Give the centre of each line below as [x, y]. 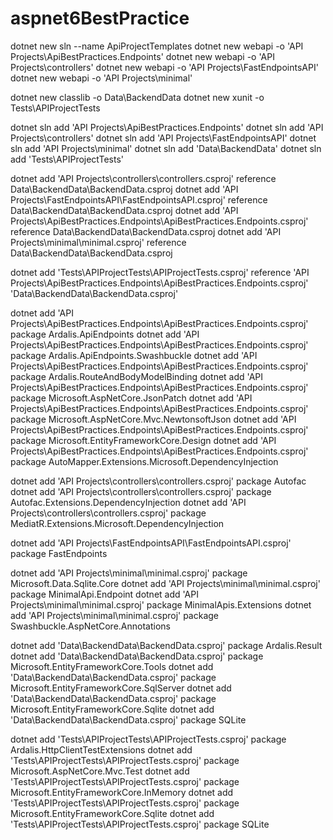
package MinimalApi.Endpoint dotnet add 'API [104, 594]
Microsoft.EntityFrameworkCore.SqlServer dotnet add [121, 688]
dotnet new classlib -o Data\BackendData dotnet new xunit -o [137, 97]
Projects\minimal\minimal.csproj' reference [98, 242]
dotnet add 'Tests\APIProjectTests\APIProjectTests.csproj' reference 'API [160, 272]
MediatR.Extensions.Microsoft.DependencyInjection [117, 523]
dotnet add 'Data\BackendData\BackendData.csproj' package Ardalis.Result [166, 645]
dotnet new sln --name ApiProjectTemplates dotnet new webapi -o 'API [157, 46]
